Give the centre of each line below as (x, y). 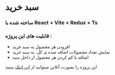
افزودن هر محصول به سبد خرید (41, 47)
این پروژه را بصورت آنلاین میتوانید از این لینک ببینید (51, 67)
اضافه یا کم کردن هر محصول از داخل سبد (51, 57)
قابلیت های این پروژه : (29, 36)
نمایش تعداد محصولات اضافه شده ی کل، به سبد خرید (61, 52)
